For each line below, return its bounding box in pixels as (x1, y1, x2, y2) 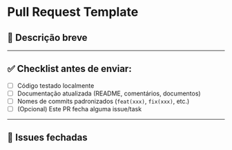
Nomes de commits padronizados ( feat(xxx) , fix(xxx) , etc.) (17, 97, 190, 105)
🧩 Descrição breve (7, 32, 88, 44)
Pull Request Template (7, 4, 139, 20)
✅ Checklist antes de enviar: (7, 63, 133, 75)
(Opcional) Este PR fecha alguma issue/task (17, 105, 142, 113)
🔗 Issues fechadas (7, 132, 88, 144)
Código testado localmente (17, 81, 95, 90)
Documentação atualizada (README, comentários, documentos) (17, 89, 202, 97)
